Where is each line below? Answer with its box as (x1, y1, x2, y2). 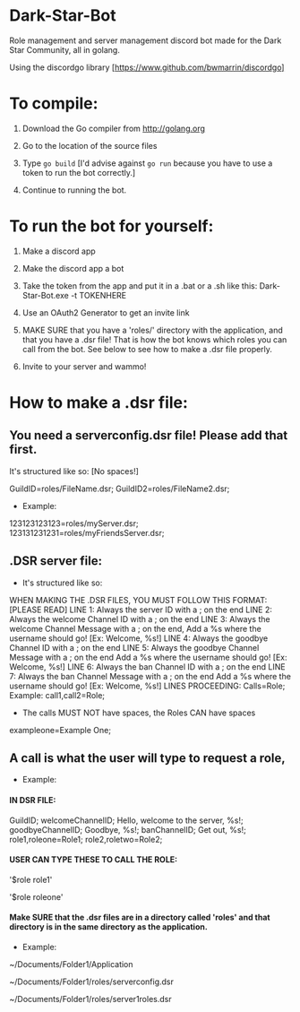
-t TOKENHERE (70, 290, 127, 300)
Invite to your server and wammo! (21, 360, 147, 372)
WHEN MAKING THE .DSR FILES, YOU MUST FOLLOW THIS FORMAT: (9, 594, 268, 605)
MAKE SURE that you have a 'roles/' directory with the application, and (21, 324, 284, 335)
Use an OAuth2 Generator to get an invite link (21, 307, 190, 318)
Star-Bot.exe (21, 290, 69, 300)
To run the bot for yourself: (9, 216, 214, 237)
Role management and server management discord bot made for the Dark (9, 35, 282, 46)
